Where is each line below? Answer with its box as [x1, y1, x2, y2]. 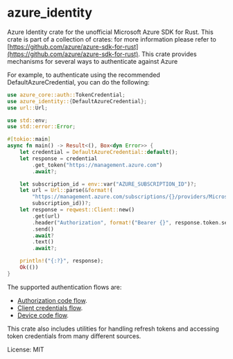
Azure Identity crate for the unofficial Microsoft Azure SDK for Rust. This [7, 28, 214, 36]
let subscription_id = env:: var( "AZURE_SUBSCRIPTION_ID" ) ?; [19, 180, 197, 188]
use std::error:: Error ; [7, 123, 76, 130]
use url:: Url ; [7, 104, 49, 112]
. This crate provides [138, 50, 197, 58]
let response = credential [19, 155, 98, 162]
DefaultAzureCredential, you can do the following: [7, 78, 150, 86]
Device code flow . [17, 310, 69, 319]
